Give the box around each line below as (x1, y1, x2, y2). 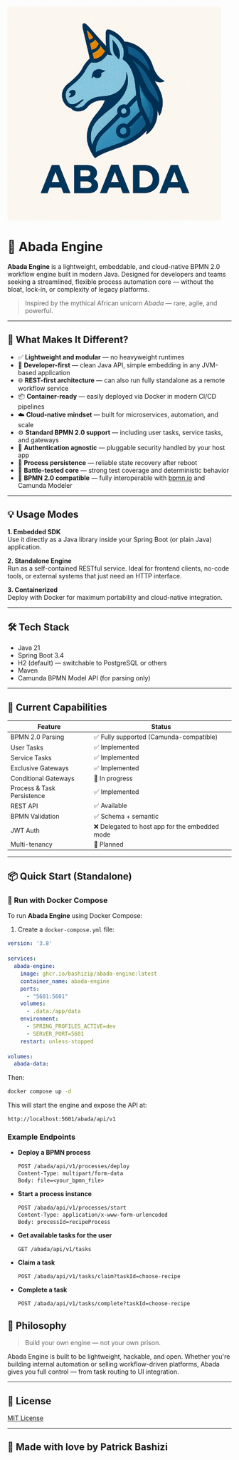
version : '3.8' (7, 940, 53, 947)
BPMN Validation (10, 812, 60, 821)
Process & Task (10, 784, 55, 792)
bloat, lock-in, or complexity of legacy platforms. (7, 285, 150, 293)
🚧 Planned (93, 840, 124, 849)
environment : (20, 1016, 59, 1023)
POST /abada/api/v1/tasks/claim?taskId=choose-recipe (17, 1273, 181, 1280)
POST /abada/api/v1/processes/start (17, 1205, 127, 1212)
